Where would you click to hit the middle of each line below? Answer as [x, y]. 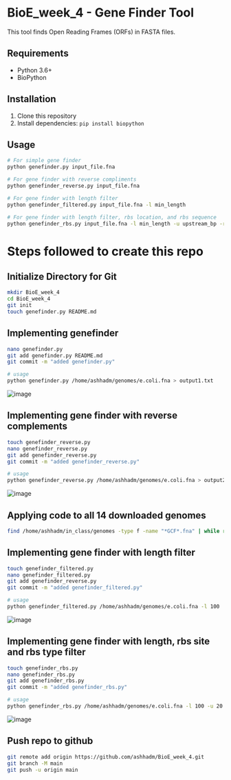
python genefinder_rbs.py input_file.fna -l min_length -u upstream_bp [112, 223]
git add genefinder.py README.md [55, 356]
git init [20, 306]
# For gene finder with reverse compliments [72, 180]
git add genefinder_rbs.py [46, 681]
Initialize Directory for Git [62, 276]
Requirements [38, 53]
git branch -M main [35, 763]
